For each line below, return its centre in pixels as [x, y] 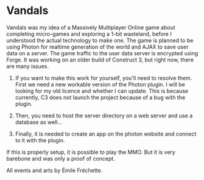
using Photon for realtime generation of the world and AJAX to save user [97, 47]
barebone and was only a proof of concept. [61, 158]
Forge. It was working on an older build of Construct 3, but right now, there [100, 60]
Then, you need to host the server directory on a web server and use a [104, 116]
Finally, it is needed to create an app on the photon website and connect [106, 134]
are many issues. [28, 66]
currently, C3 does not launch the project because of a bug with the [100, 97]
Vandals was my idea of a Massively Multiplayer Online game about [91, 27]
